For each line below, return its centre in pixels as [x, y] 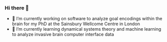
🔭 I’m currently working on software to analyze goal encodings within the [87, 19]
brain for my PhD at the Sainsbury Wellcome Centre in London [76, 24]
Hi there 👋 [17, 8]
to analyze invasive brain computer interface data [63, 35]
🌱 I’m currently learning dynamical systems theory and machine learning [86, 29]
